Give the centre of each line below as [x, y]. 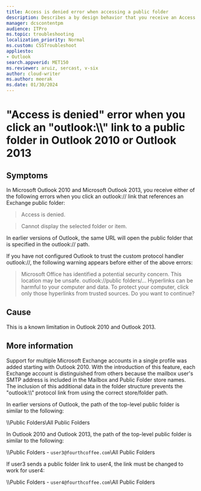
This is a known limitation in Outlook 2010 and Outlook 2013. [81, 327]
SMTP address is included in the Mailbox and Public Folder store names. [96, 380]
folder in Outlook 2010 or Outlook [91, 140]
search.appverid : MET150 [37, 62]
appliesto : [20, 51]
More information [40, 346]
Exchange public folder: [36, 203]
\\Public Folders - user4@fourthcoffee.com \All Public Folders [81, 482]
